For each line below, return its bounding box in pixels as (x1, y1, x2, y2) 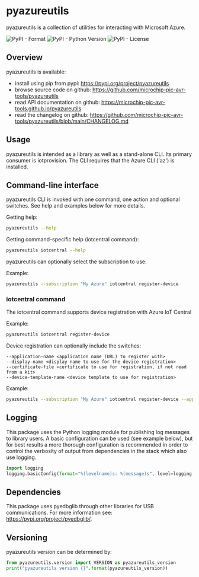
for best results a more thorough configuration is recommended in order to (6, 441, 188, 448)
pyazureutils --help (6, 225, 57, 231)
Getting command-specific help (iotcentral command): (6, 236, 139, 243)
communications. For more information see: (6, 509, 113, 517)
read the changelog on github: (14, 111, 89, 118)
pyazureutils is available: (6, 68, 66, 75)
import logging (6, 465, 44, 471)
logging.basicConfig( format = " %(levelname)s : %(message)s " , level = (6, 470, 174, 477)
